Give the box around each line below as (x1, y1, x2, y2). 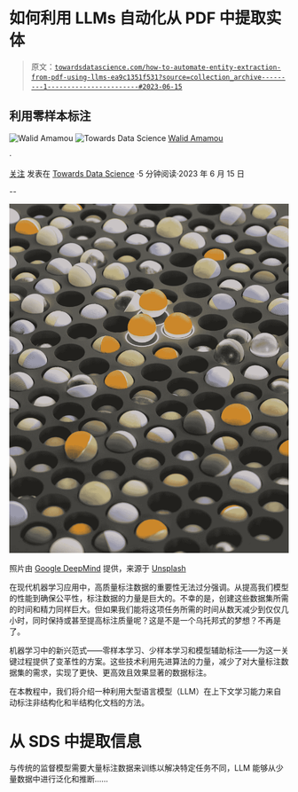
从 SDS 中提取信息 (9, 732, 142, 752)
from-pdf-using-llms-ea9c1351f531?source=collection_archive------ (30, 73, 286, 82)
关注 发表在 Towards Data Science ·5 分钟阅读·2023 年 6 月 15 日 (9, 168, 246, 178)
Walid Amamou (168, 132, 223, 143)
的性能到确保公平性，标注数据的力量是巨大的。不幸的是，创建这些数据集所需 (9, 592, 289, 603)
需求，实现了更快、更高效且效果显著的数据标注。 (32, 667, 211, 678)
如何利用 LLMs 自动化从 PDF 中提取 (9, 8, 266, 28)
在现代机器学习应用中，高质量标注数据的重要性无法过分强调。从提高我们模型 (9, 582, 289, 592)
